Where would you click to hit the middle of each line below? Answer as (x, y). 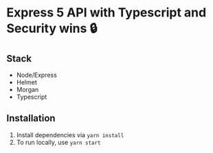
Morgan (27, 90)
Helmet (26, 82)
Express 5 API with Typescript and (106, 13)
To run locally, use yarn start (58, 142)
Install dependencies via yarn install (70, 134)
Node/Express (37, 75)
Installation (31, 118)
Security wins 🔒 (52, 28)
